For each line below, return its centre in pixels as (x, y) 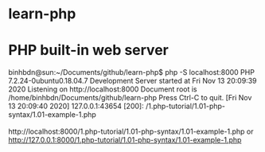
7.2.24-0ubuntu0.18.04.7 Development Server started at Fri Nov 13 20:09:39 (132, 81)
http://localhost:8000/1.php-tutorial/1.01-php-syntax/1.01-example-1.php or (131, 131)
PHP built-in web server (88, 51)
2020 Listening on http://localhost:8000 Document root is (103, 89)
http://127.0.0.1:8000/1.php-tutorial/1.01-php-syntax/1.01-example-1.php (125, 140)
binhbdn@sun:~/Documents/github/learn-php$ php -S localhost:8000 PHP (131, 72)
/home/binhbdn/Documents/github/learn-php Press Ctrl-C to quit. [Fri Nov (130, 98)
